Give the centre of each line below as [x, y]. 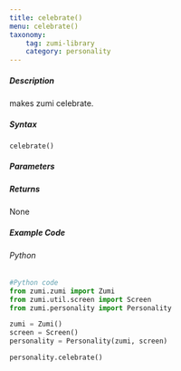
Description [32, 80]
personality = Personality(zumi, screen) [89, 341]
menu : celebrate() [44, 26]
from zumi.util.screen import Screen [81, 299]
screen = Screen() [44, 333]
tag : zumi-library [60, 43]
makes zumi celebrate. [52, 103]
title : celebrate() [46, 18]
